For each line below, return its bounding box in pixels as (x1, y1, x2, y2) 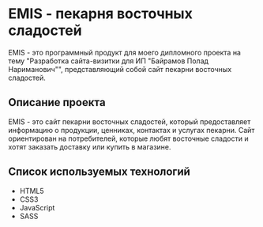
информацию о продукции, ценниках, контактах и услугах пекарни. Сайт (8, 125, 255, 134)
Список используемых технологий (8, 165, 191, 179)
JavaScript (19, 202, 55, 212)
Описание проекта (8, 96, 106, 109)
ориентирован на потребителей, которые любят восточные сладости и (8, 134, 249, 143)
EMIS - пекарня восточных (8, 5, 193, 23)
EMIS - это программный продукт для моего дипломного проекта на (8, 47, 241, 57)
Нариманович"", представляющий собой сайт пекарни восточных (8, 64, 232, 74)
